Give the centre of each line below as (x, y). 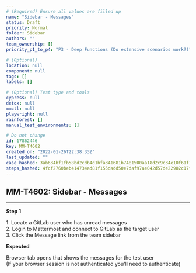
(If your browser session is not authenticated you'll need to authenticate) (93, 264)
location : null (24, 65)
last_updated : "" (27, 157)
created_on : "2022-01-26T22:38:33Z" (50, 152)
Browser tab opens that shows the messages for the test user (80, 258)
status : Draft (23, 22)
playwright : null (27, 114)
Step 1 (14, 212)
